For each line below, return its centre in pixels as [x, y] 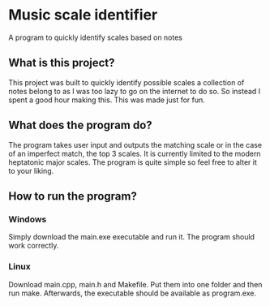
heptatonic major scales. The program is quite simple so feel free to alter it [133, 162]
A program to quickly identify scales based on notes [95, 37]
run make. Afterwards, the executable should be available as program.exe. [133, 293]
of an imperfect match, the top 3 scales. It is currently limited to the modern [135, 153]
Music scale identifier [83, 15]
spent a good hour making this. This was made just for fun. [107, 100]
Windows [28, 219]
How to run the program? [73, 196]
